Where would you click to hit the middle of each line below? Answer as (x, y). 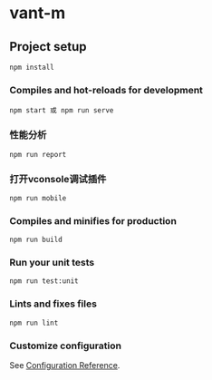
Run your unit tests (52, 263)
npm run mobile (38, 198)
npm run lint (34, 323)
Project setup (48, 47)
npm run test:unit (44, 281)
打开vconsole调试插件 (58, 179)
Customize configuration (66, 346)
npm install (32, 67)
